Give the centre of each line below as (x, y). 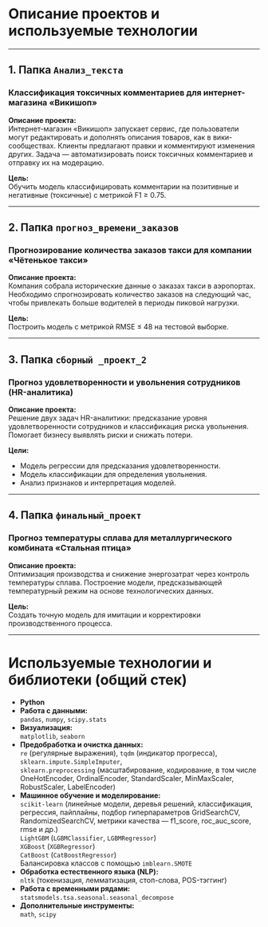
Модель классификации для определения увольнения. (113, 474)
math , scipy (38, 913)
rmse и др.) (39, 829)
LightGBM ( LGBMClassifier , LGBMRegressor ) (88, 838)
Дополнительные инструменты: (77, 905)
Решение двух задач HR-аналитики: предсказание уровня (108, 418)
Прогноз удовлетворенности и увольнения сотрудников (124, 382)
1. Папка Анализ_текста (66, 70)
